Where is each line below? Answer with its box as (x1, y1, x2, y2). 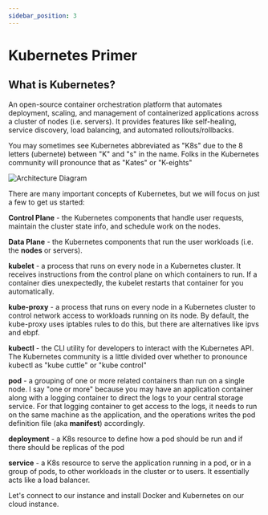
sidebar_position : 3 (8, 11, 78, 20)
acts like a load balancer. (8, 475, 91, 485)
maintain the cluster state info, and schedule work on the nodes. (8, 221, 221, 231)
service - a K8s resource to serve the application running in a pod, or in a (8, 458, 251, 468)
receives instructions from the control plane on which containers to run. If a (8, 270, 258, 279)
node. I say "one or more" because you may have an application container (8, 384, 254, 394)
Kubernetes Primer (8, 46, 138, 64)
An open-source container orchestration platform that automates (8, 99, 222, 109)
